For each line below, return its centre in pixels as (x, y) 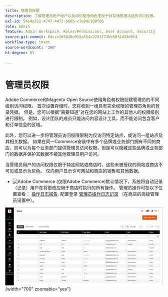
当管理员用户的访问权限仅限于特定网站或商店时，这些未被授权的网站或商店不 (84, 164)
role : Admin (17, 26)
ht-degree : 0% (20, 52)
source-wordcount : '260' (31, 47)
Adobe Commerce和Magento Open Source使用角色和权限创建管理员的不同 (82, 99)
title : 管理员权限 (22, 10)
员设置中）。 (24, 200)
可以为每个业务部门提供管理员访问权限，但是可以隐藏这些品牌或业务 (88, 148)
